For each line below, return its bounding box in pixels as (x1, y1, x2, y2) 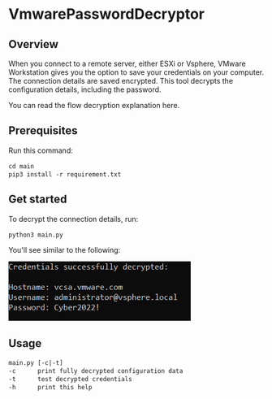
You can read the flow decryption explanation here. (8, 101, 180, 110)
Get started (8, 193, 67, 206)
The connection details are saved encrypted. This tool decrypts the (8, 76, 234, 85)
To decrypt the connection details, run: (8, 214, 139, 223)
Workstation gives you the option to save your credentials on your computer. (8, 67, 265, 77)
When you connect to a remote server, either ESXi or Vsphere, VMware (8, 59, 246, 68)
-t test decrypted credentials (8, 375, 132, 384)
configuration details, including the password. (8, 85, 162, 94)
